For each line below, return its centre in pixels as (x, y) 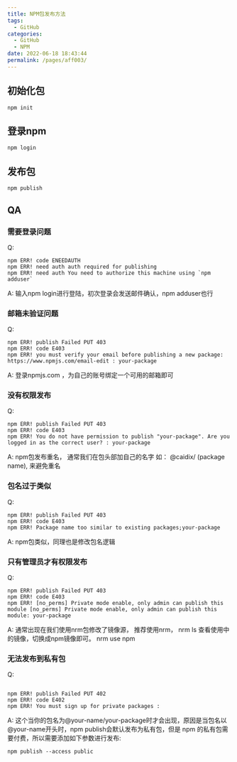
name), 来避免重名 (34, 466)
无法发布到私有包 (37, 658)
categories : (25, 34)
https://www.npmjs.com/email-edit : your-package (82, 361)
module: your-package (39, 616)
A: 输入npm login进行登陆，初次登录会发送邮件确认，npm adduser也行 (110, 293)
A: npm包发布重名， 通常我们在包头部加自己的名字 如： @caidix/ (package (116, 457)
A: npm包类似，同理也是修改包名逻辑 (61, 542)
